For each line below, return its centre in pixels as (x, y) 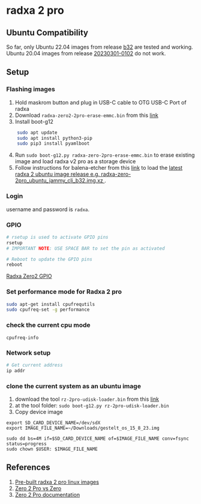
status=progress (26, 444)
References (28, 468)
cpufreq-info (22, 337)
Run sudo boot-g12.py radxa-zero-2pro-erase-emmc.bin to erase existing (105, 155)
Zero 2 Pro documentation (47, 494)
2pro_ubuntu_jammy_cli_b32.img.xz (59, 181)
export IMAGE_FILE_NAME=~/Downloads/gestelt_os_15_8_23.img (83, 428)
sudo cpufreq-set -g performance (48, 310)
